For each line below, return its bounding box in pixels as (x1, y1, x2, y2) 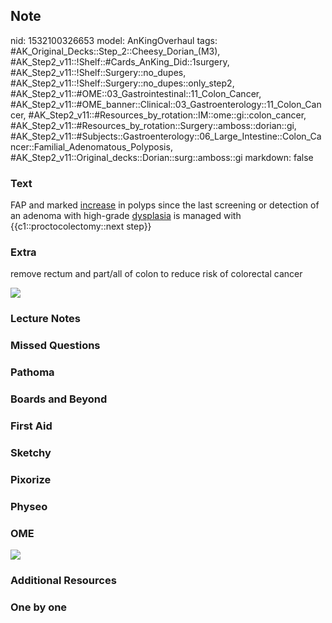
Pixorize (10, 472, 52, 486)
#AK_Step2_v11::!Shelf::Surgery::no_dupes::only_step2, (10, 77, 235, 89)
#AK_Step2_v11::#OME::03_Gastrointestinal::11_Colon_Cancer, (10, 87, 262, 99)
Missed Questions (10, 339, 101, 353)
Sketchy (10, 445, 52, 459)
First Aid (10, 419, 53, 433)
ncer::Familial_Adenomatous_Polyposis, (10, 140, 173, 153)
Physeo (10, 499, 48, 513)
